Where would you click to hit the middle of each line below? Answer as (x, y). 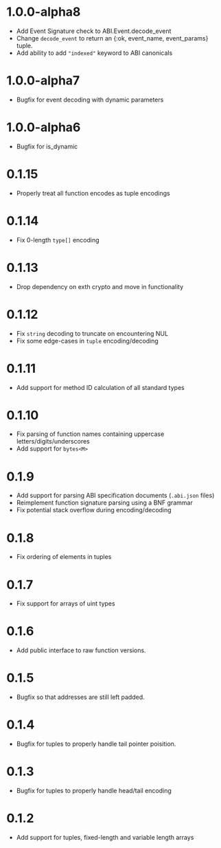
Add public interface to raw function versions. (81, 650)
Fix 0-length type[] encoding (58, 240)
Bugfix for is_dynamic (47, 146)
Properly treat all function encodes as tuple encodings (93, 193)
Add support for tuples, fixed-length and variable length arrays (105, 837)
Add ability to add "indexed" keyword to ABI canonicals (94, 53)
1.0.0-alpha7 (43, 81)
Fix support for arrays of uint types (66, 604)
